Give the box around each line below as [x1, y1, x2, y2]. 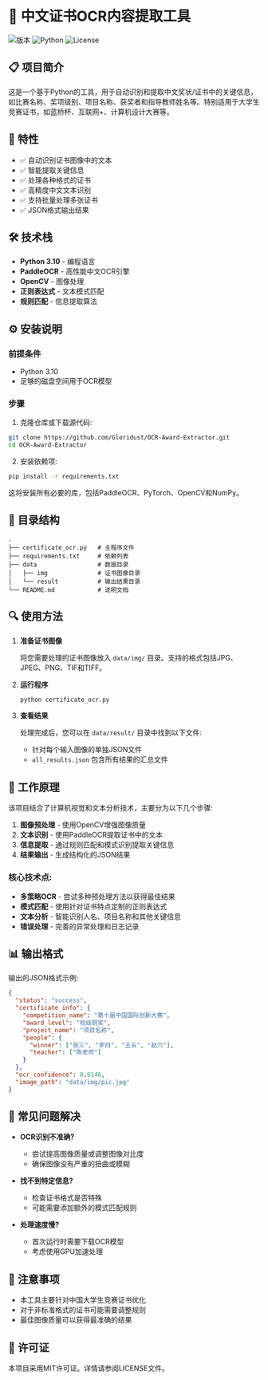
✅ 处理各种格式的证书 [19, 175, 92, 184]
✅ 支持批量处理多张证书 [19, 195, 98, 204]
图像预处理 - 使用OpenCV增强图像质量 [19, 820, 146, 830]
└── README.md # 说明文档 [8, 586, 129, 594]
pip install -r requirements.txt [8, 472, 120, 481]
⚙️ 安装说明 [8, 322, 62, 336]
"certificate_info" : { [15, 1004, 91, 1012]
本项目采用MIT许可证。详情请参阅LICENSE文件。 [8, 1363, 169, 1373]
